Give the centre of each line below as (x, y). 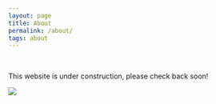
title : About (30, 23)
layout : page (30, 16)
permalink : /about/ (41, 30)
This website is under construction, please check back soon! (108, 76)
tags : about (28, 38)
